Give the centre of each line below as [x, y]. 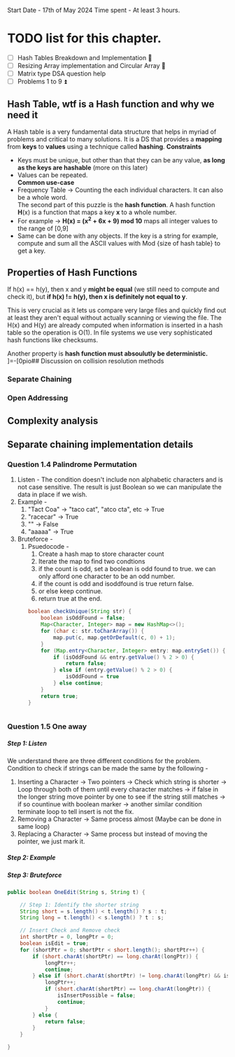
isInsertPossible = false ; [97, 995]
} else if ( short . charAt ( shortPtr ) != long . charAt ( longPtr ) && [127, 976]
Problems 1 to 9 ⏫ [42, 82]
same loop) [34, 827]
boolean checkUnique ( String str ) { [79, 612]
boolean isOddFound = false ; [83, 618]
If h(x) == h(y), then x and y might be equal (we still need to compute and [113, 289]
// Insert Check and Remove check [70, 930]
